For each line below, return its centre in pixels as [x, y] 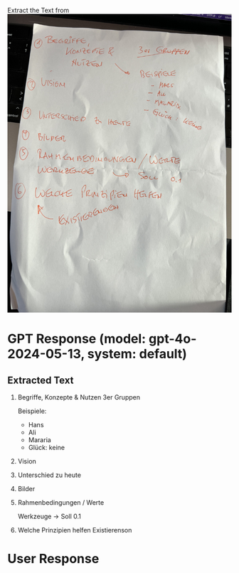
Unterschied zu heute [49, 475]
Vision [27, 461]
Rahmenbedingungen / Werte [61, 503]
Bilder [26, 489]
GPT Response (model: [77, 339]
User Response [53, 559]
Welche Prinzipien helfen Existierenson [75, 530]
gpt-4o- [172, 339]
